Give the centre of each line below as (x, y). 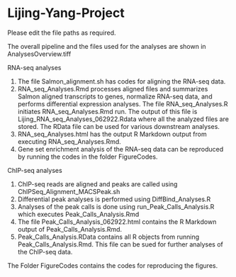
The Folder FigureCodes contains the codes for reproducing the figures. (113, 265)
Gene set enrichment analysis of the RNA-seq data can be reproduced (120, 149)
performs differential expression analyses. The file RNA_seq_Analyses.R (123, 103)
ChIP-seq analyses (35, 170)
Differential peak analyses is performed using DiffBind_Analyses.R (114, 199)
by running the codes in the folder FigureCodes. (88, 157)
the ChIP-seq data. (45, 251)
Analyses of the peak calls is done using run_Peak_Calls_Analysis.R (116, 206)
